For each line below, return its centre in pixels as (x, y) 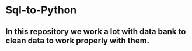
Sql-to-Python (41, 10)
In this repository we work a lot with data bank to (96, 32)
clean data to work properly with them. (78, 40)
